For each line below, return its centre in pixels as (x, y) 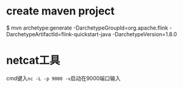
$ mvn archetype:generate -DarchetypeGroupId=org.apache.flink (87, 28)
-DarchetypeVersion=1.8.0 (144, 34)
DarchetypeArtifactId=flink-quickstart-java (59, 34)
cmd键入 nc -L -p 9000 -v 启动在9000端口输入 (64, 78)
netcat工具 (33, 61)
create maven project (61, 11)
